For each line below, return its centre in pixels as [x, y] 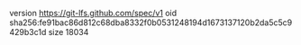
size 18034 [68, 32]
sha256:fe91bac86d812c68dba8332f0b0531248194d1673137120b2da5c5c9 [151, 22]
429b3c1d [28, 32]
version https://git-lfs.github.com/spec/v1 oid [93, 13]
